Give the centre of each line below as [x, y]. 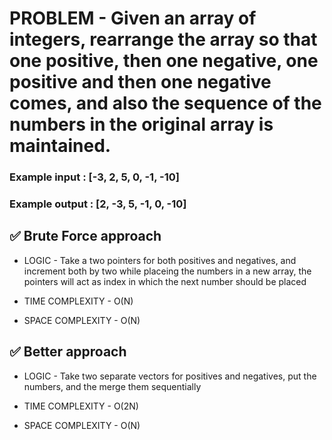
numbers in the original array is [141, 124]
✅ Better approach [68, 352]
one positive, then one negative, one [164, 61]
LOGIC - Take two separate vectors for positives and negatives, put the [170, 376]
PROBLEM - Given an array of [133, 18]
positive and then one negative [140, 82]
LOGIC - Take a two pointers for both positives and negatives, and [160, 260]
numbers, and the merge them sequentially [112, 386]
